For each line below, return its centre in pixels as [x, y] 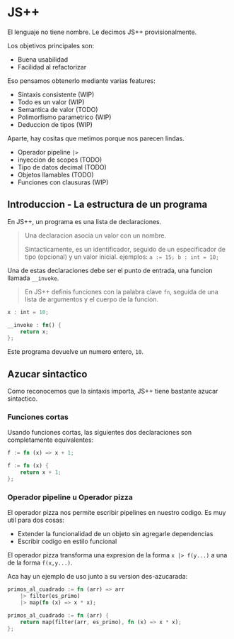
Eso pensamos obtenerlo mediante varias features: [81, 80]
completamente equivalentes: [51, 440]
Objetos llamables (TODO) [55, 174]
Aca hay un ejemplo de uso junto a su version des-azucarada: [98, 577]
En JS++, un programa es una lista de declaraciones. [84, 221]
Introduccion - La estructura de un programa [107, 205]
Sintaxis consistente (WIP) [56, 94]
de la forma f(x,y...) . [40, 563]
